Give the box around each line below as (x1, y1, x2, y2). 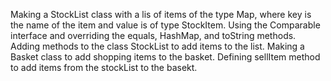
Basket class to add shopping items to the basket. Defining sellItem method (10, 51, 321, 63)
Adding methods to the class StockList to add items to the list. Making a (10, 40, 305, 52)
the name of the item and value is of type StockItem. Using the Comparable (10, 19, 321, 31)
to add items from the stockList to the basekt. (10, 62, 198, 73)
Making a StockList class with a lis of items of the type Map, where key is (10, 9, 312, 20)
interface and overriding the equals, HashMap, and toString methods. (10, 30, 297, 41)
